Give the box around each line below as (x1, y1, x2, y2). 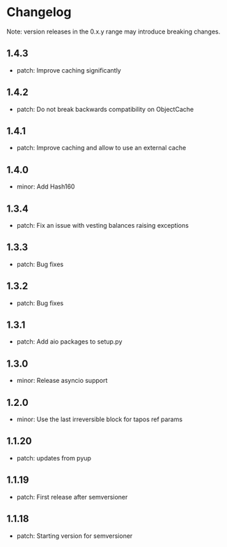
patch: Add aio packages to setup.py (16, 337, 123, 346)
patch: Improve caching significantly (16, 66, 121, 74)
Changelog (6, 4, 72, 20)
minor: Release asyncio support (16, 377, 108, 385)
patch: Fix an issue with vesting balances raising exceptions (16, 221, 189, 229)
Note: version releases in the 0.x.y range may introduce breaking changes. (6, 27, 221, 36)
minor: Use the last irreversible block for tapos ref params (16, 415, 182, 423)
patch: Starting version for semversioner (16, 532, 133, 540)
